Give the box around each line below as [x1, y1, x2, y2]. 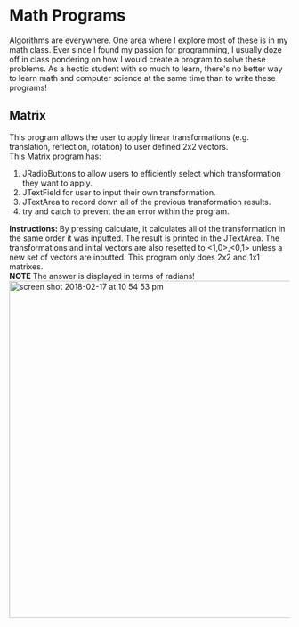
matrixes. [9, 260, 44, 272]
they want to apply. [21, 177, 93, 188]
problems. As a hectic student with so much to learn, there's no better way [9, 63, 283, 74]
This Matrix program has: [9, 151, 101, 161]
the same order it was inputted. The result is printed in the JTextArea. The [9, 233, 280, 243]
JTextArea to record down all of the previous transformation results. [21, 196, 271, 207]
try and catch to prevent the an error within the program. [21, 206, 230, 217]
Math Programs [9, 5, 126, 26]
